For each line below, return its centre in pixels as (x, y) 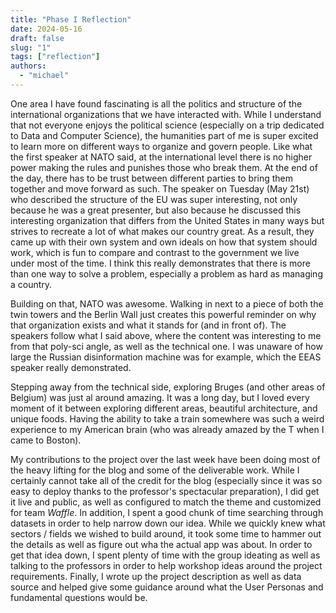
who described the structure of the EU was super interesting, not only (154, 199)
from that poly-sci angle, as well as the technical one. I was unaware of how (166, 346)
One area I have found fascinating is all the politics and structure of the (156, 103)
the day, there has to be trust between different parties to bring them (152, 178)
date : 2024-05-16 (46, 29)
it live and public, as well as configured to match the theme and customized (166, 502)
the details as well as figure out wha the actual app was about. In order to (161, 544)
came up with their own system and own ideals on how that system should (164, 242)
